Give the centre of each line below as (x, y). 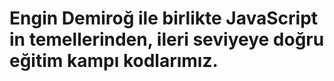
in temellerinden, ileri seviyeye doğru (167, 39)
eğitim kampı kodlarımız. (114, 61)
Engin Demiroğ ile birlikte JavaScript (164, 18)
